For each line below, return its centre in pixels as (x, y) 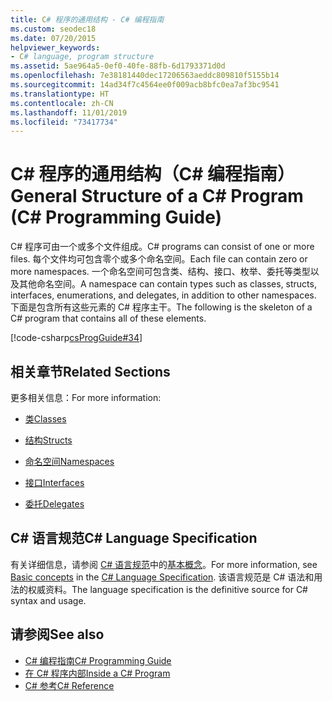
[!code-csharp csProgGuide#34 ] (76, 338)
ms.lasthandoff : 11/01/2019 (69, 112)
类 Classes (45, 419)
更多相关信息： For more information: (86, 397)
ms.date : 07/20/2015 (53, 38)
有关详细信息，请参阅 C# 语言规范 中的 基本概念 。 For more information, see (164, 564)
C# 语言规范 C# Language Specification (134, 538)
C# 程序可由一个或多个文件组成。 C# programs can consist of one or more (162, 247)
